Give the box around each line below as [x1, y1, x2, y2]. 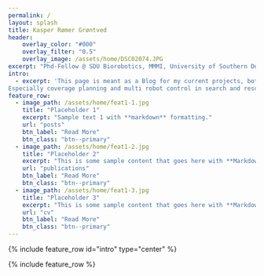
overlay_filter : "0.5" [22, 48, 97, 56]
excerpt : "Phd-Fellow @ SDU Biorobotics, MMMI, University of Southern [8, 63, 247, 71]
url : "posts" [22, 121, 65, 129]
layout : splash [8, 19, 58, 27]
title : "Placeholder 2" [22, 150, 101, 158]
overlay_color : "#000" [22, 41, 97, 49]
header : [8, 33, 34, 42]
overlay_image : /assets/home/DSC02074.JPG [22, 56, 163, 64]
